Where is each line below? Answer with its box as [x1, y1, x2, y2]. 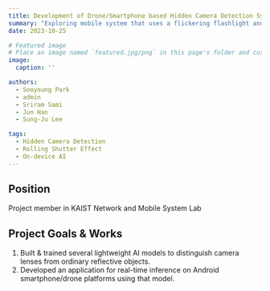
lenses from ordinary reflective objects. [19, 256, 151, 266]
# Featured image [8, 41, 67, 49]
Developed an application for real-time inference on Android [19, 265, 219, 275]
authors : [8, 78, 38, 86]
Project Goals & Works [8, 227, 123, 240]
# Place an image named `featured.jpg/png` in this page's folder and [8, 49, 250, 57]
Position [8, 182, 51, 196]
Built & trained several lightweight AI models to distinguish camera [19, 248, 239, 258]
